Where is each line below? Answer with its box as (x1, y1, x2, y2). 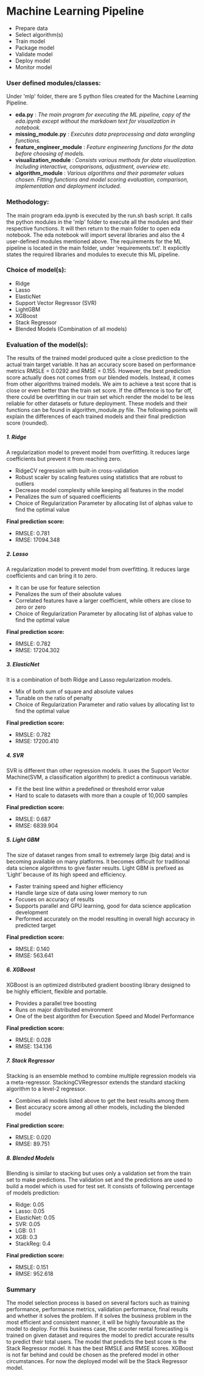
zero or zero (15, 603, 46, 611)
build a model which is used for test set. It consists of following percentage (6, 1182, 195, 1190)
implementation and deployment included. (15, 182, 122, 190)
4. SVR (6, 751, 24, 759)
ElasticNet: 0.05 (15, 1213, 55, 1221)
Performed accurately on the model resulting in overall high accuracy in (15, 915, 195, 922)
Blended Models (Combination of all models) (15, 325, 127, 333)
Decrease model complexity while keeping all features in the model (15, 487, 184, 494)
